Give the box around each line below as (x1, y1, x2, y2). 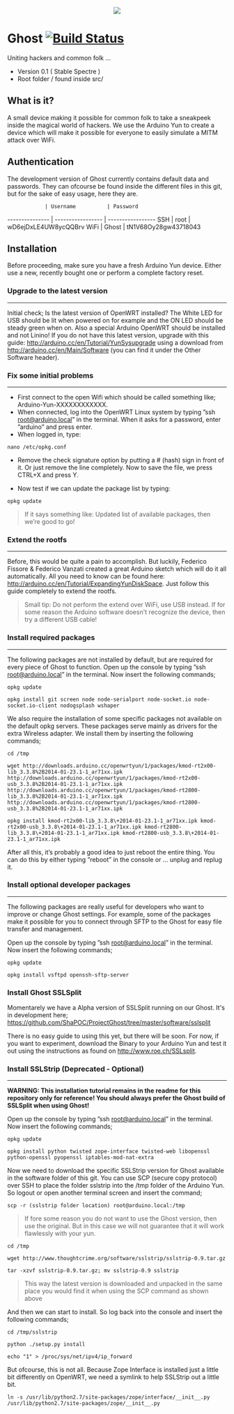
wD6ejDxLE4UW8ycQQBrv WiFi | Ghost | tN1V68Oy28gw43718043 (7, 222, 201, 231)
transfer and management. (7, 924, 84, 933)
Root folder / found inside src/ (17, 74, 104, 83)
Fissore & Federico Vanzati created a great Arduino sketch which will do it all (7, 564, 227, 573)
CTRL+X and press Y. (17, 470, 79, 479)
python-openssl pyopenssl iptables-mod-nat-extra (7, 1154, 155, 1161)
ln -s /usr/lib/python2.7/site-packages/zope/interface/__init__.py (7, 1394, 210, 1401)
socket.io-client (7, 702, 58, 709)
